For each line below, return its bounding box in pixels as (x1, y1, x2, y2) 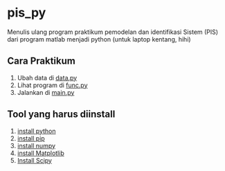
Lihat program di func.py (17, 81, 88, 89)
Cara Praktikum (7, 55, 76, 67)
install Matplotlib (17, 149, 64, 157)
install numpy (17, 141, 56, 150)
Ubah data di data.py (17, 73, 78, 82)
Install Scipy (17, 156, 52, 164)
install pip (17, 134, 45, 143)
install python (17, 127, 56, 135)
